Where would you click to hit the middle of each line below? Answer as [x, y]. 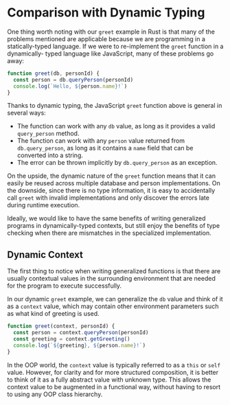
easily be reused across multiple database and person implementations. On [114, 183]
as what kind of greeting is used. [53, 314]
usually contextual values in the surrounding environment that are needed [112, 279]
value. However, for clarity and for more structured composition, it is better [113, 372]
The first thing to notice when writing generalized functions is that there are [114, 271]
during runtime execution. [44, 205]
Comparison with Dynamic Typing [106, 13]
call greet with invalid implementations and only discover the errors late [108, 198]
